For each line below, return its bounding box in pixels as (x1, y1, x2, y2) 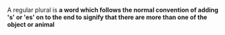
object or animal (7, 21, 55, 28)
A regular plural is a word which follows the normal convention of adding (7, 6, 219, 14)
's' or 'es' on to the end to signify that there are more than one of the (7, 13, 208, 21)
